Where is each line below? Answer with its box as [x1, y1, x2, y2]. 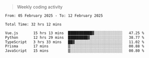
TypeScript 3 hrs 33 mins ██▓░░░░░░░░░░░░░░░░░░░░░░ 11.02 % [5, 39, 145, 45]
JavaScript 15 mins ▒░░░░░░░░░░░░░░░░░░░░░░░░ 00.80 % [5, 48, 145, 53]
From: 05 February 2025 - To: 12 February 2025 [5, 13, 103, 18]
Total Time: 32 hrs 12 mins [5, 22, 62, 27]
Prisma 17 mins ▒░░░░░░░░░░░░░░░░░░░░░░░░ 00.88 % [5, 44, 145, 49]
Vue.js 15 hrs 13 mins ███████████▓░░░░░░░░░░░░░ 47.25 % [5, 31, 145, 35]
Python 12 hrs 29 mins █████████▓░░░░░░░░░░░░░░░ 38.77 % [5, 35, 145, 40]
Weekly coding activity [17, 4, 63, 10]
